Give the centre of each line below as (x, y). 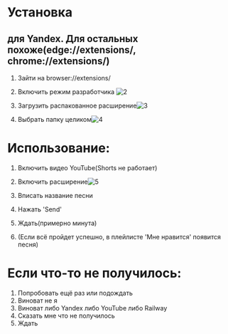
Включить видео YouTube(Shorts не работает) (87, 167)
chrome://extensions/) (59, 61)
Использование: (59, 148)
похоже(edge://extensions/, (72, 49)
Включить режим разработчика (66, 92)
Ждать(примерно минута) (57, 223)
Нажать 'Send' (40, 209)
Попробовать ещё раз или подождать (75, 293)
